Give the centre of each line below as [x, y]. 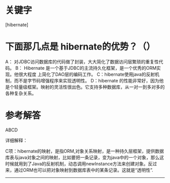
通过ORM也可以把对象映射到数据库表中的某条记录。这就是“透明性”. [83, 170]
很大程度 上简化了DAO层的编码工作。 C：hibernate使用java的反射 [87, 74]
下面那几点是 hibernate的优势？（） [80, 47]
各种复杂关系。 [21, 93]
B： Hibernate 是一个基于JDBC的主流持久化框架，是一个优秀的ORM [86, 68]
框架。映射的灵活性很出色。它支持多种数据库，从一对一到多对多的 [96, 87]
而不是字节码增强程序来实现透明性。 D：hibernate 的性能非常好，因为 [87, 80]
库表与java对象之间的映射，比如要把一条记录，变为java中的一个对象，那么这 [85, 157]
